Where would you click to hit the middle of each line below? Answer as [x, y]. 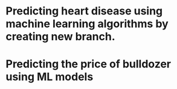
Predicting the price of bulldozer [88, 64]
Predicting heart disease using [84, 11]
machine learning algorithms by [87, 24]
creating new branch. [60, 37]
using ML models [50, 77]
